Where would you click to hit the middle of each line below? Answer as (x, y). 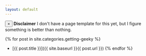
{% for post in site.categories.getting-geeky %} (53, 39)
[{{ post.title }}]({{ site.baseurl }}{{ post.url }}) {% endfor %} (73, 48)
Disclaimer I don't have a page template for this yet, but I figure (77, 23)
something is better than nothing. (38, 29)
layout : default (21, 9)
